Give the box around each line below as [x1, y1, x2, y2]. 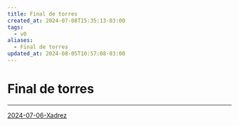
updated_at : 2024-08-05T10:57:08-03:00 [7, 51, 126, 58]
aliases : [7, 37, 33, 44]
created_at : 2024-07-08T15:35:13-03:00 [7, 17, 126, 24]
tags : [7, 23, 23, 31]
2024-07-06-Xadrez [7, 111, 68, 120]
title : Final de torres [7, 10, 78, 18]
